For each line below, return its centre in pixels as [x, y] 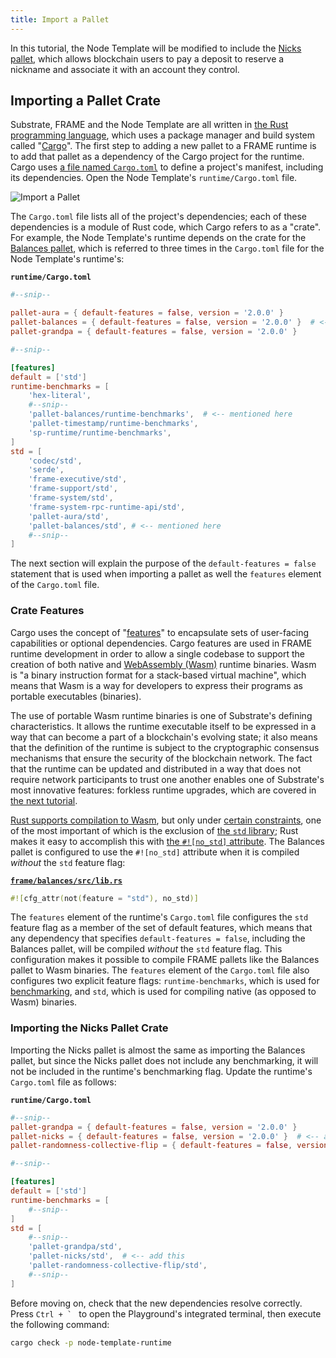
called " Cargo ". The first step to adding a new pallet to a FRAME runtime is [163, 146]
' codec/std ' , [55, 461]
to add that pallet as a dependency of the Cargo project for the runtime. [157, 157]
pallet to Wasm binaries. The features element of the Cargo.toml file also [160, 970]
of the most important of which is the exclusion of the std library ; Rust [154, 830]
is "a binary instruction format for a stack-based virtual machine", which [158, 675]
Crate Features [47, 611]
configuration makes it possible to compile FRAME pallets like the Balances [165, 960]
